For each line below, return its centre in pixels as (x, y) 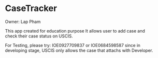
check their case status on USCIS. (39, 36)
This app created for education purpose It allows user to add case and (75, 31)
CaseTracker (31, 8)
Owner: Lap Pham (23, 22)
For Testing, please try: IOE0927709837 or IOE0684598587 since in (73, 45)
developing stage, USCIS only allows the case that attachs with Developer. (79, 50)
